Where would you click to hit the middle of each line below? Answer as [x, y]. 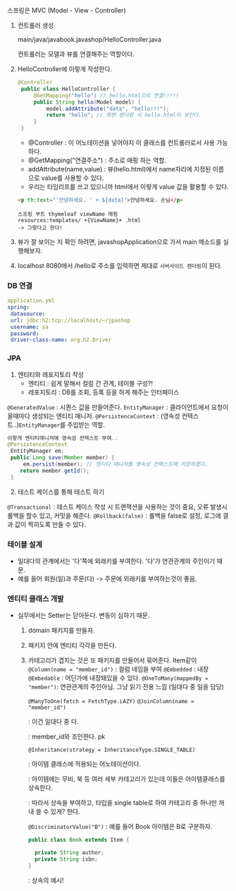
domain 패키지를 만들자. [61, 631]
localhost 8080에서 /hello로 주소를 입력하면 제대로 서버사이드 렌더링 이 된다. [120, 265]
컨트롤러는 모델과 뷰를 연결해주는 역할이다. [76, 54]
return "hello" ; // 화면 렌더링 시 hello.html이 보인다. [124, 115]
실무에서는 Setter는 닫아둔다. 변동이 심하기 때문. [83, 615]
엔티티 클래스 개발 [36, 598]
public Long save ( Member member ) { [62, 458]
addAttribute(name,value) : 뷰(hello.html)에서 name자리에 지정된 [119, 169]
